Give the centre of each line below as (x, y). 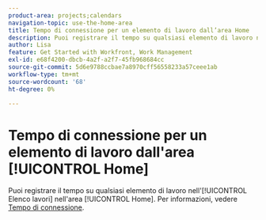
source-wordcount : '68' (47, 82)
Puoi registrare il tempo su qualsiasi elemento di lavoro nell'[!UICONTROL (128, 191)
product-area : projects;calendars (65, 15)
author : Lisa (30, 45)
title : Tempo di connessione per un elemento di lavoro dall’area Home (129, 30)
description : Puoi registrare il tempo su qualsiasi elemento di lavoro (131, 38)
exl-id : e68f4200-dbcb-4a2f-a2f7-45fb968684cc (86, 60)
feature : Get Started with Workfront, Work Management (101, 52)
